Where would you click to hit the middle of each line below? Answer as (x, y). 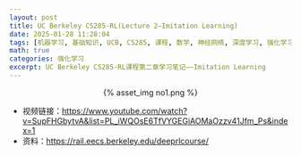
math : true (30, 51)
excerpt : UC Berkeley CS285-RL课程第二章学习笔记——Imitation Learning (138, 68)
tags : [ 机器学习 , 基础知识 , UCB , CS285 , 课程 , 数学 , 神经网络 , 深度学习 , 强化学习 (151, 42)
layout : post (34, 17)
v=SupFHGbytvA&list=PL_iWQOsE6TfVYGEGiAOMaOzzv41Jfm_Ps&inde (155, 120)
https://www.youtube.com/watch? (125, 110)
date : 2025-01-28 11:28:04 (60, 34)
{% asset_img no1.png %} (150, 92)
